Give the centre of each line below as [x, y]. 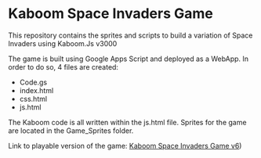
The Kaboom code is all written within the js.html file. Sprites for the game [127, 122]
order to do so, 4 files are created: [63, 66]
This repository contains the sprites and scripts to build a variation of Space [130, 35]
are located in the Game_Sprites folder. [71, 131]
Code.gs [33, 82]
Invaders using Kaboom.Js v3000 [63, 43]
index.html [36, 90]
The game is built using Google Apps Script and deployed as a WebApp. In [129, 59]
